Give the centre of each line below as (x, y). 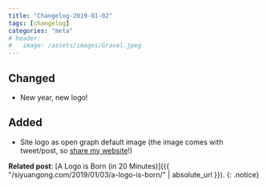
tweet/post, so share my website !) (76, 150)
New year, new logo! (54, 97)
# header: (25, 38)
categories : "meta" (41, 30)
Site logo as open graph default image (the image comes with (121, 142)
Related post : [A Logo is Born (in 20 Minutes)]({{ (89, 166)
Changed (32, 78)
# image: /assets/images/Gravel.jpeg (75, 46)
